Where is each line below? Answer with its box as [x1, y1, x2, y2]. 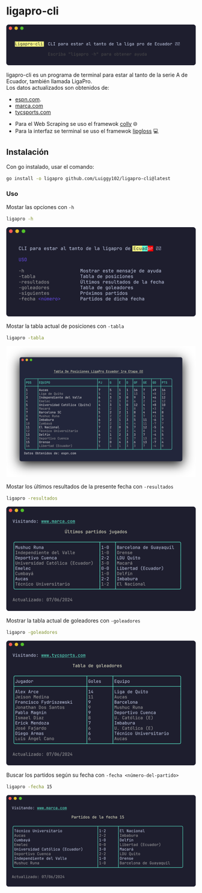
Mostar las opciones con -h [6, 203, 75, 210]
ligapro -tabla [6, 334, 44, 341]
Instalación [6, 147, 49, 157]
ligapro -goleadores [6, 629, 58, 635]
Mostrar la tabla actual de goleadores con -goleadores [6, 616, 141, 624]
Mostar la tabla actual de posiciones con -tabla [6, 322, 124, 330]
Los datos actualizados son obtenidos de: [6, 84, 109, 91]
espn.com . [14, 95, 41, 103]
